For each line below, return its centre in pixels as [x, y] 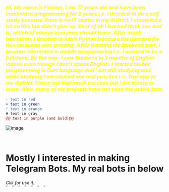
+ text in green [23, 105]
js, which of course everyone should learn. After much [74, 33]
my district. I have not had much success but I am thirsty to [80, 83]
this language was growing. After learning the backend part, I [83, 45]
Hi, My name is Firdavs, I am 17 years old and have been [76, 8]
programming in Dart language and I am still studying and [78, 70]
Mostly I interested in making [68, 158]
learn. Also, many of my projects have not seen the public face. [85, 89]
